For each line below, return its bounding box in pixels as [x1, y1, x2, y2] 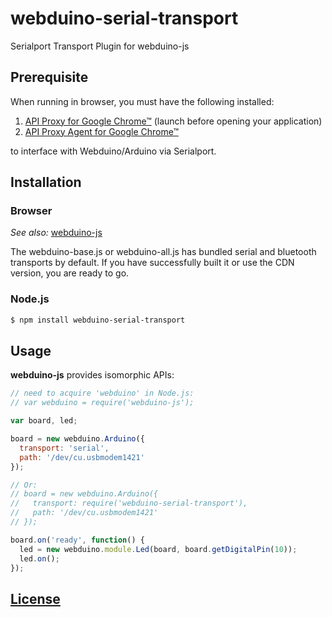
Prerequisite [10, 69, 89, 86]
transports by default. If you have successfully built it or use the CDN [10, 257, 295, 269]
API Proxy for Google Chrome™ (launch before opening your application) [24, 115, 323, 127]
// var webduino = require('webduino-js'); [10, 398, 195, 408]
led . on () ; [19, 553, 60, 564]
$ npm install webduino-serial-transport [10, 315, 186, 325]
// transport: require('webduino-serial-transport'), [10, 498, 248, 509]
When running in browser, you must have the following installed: [10, 95, 275, 107]
